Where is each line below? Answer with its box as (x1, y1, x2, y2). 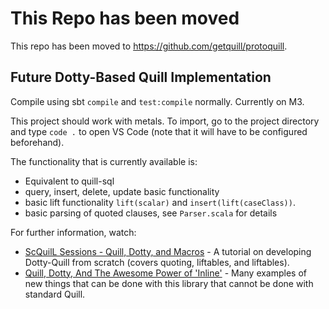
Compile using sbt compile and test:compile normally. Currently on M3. (10, 95, 305, 107)
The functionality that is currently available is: (10, 155, 198, 167)
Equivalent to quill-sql (24, 175, 115, 187)
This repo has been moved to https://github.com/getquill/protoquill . (10, 40, 288, 52)
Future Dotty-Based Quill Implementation (10, 69, 272, 86)
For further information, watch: (10, 226, 137, 238)
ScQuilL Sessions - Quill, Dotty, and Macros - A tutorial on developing (24, 245, 312, 257)
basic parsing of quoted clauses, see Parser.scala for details (24, 207, 278, 219)
